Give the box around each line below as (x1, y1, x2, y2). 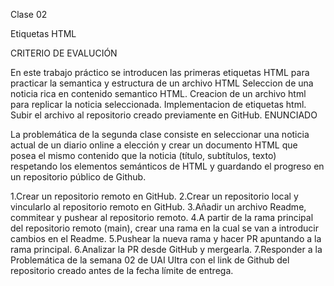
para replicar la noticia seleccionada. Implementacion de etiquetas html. (10, 99, 307, 110)
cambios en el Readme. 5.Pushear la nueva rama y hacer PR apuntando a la (10, 233, 322, 244)
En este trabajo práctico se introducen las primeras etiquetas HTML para (10, 67, 310, 78)
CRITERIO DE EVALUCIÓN (10, 47, 118, 59)
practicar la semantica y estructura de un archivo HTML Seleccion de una (10, 77, 314, 89)
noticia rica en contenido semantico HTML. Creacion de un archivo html (10, 88, 307, 99)
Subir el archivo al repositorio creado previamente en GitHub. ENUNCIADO (10, 109, 318, 121)
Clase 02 (10, 9, 48, 20)
